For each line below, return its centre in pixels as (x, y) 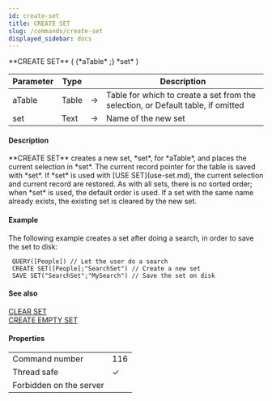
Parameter (33, 82)
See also (23, 293)
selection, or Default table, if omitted (175, 105)
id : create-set (34, 16)
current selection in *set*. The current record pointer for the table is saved (132, 167)
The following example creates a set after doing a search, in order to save (131, 238)
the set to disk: (33, 246)
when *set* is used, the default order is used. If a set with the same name (131, 193)
